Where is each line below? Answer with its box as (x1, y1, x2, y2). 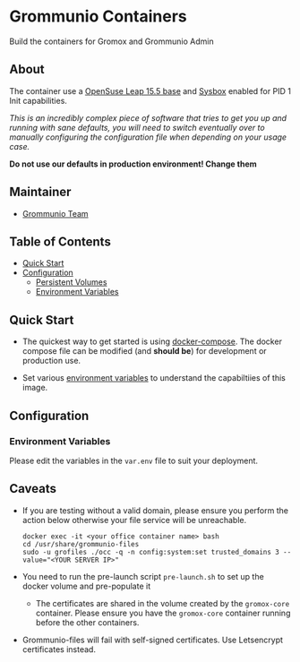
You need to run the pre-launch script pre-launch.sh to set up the (21, 571, 264, 581)
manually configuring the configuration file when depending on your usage (9, 132, 287, 142)
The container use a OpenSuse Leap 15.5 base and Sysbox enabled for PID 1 (9, 85, 291, 96)
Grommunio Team (21, 208, 89, 219)
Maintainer (9, 185, 72, 200)
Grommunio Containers (9, 6, 188, 27)
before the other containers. (35, 616, 140, 628)
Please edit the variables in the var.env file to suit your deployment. (9, 455, 258, 466)
